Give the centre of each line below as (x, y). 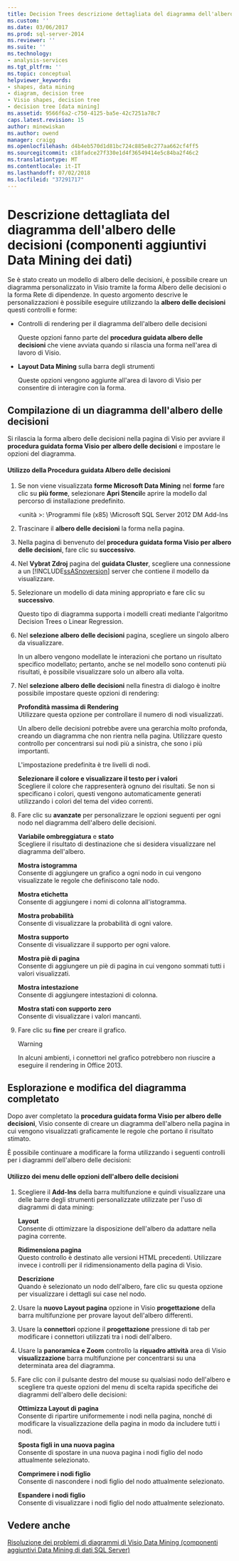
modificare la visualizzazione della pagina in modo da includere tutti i (119, 1424)
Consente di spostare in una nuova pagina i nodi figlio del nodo (110, 1453)
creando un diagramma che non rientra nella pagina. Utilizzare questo (120, 736)
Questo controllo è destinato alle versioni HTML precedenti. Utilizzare (119, 1258)
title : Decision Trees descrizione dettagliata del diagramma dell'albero (121, 14)
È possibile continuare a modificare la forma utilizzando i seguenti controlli (116, 1153)
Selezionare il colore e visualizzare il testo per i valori (97, 779)
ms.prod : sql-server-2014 (46, 34)
